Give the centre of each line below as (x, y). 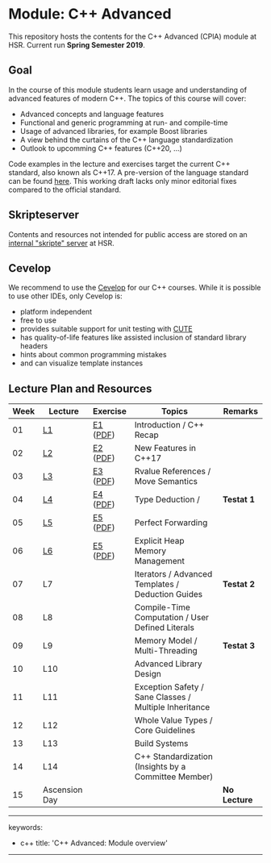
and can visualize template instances (81, 363)
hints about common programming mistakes (93, 355)
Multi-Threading (166, 651)
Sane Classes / (163, 697)
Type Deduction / (167, 499)
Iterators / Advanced (173, 574)
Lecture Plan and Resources (80, 388)
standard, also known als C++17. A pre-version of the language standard (128, 172)
